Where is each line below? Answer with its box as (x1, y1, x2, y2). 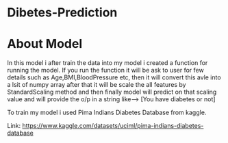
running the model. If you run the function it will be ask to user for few (7, 66, 204, 75)
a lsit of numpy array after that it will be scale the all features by (7, 81, 186, 89)
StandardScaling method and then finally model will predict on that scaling (7, 88, 217, 96)
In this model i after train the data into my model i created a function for (7, 59, 208, 67)
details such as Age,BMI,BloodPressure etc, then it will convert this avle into (7, 73, 221, 81)
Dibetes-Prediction (7, 5, 118, 21)
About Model (7, 36, 83, 52)
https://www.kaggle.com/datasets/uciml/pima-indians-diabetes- (22, 122, 204, 130)
